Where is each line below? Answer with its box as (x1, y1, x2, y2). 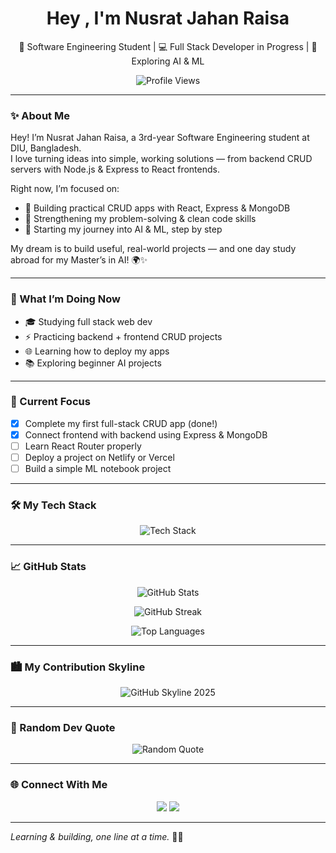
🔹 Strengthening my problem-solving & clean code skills (24, 213, 257, 225)
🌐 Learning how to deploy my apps (24, 345, 170, 357)
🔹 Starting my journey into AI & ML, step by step (24, 223, 223, 236)
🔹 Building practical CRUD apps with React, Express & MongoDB (24, 202, 291, 214)
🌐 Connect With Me (10, 778, 108, 792)
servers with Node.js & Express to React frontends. (10, 163, 220, 176)
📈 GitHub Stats (10, 560, 87, 574)
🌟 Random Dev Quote (10, 720, 116, 734)
